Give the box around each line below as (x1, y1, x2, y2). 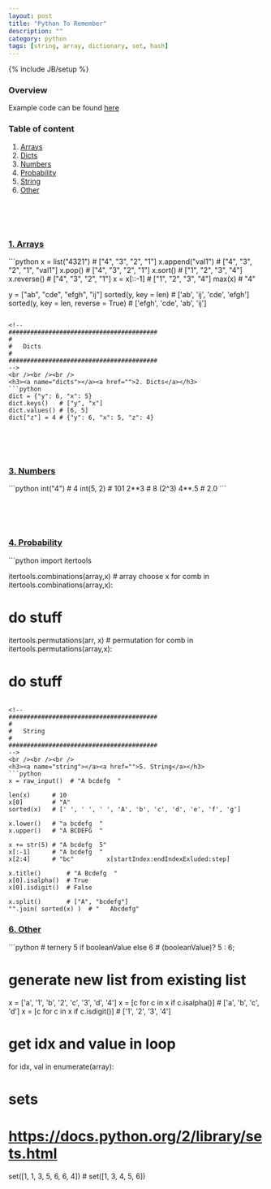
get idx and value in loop (8, 1035, 176, 1053)
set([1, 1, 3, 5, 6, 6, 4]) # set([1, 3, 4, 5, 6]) (8, 1171, 146, 1181)
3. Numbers (8, 465, 56, 476)
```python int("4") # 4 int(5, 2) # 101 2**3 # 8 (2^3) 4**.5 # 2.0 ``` (8, 484, 227, 494)
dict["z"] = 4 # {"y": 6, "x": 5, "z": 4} (8, 413, 154, 422)
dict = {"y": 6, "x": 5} (8, 392, 92, 400)
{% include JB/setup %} (8, 64, 89, 74)
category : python (8, 34, 67, 43)
